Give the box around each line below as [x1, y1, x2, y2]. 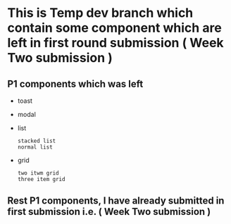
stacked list [17, 137, 56, 144]
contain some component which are [7, 20, 222, 36]
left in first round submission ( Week [7, 35, 224, 51]
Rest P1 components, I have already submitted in [7, 195, 225, 207]
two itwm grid [17, 170, 59, 177]
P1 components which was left [7, 77, 144, 89]
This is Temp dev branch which [7, 5, 194, 21]
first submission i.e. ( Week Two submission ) [7, 206, 211, 218]
